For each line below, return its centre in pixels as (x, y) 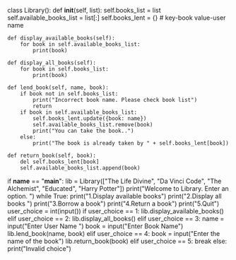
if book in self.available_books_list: (79, 112)
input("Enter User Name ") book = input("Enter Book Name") (95, 226)
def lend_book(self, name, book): (58, 88)
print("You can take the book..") (83, 131)
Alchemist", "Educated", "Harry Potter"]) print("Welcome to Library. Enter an (118, 189)
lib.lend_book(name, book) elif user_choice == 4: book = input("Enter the (114, 234)
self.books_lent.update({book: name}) (90, 119)
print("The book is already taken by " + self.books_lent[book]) (131, 143)
